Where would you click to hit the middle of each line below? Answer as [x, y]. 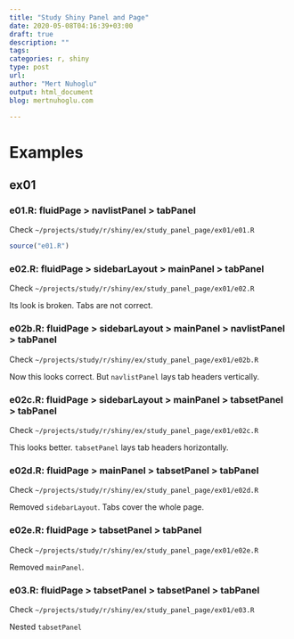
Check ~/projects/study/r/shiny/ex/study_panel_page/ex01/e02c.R [134, 430]
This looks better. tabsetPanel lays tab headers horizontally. [119, 447]
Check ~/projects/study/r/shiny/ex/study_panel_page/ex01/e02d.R [134, 490]
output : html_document [51, 92]
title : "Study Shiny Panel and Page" [79, 17]
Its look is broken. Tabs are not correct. [81, 306]
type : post [29, 68]
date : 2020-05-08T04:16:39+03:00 [71, 26]
